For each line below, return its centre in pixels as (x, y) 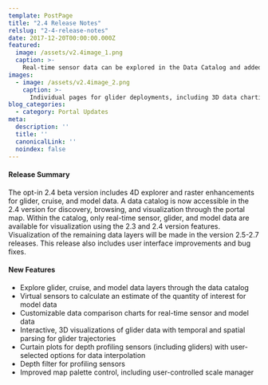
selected (34, 355)
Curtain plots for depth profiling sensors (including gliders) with (124, 347)
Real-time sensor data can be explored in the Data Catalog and (132, 68)
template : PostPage (41, 16)
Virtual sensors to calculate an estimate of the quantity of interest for (133, 296)
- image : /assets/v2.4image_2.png (73, 82)
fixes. (17, 251)
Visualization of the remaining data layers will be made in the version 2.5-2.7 (134, 234)
